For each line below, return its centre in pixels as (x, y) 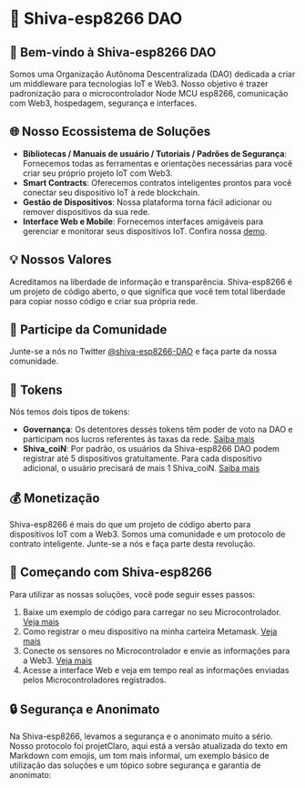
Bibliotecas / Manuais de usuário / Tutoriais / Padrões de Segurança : (155, 153)
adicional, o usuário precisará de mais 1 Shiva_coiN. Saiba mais (141, 468)
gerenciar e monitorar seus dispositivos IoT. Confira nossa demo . (145, 230)
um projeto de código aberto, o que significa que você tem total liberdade (147, 292)
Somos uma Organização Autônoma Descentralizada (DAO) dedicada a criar (152, 74)
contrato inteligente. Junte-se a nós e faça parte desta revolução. (132, 544)
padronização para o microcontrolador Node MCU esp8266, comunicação (149, 93)
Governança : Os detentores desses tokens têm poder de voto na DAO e (158, 430)
